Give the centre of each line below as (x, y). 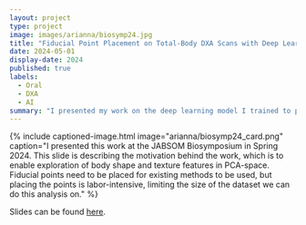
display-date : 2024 (46, 60)
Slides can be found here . (58, 212)
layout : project (40, 18)
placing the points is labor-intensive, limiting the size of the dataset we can (150, 185)
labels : (24, 77)
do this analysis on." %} (54, 194)
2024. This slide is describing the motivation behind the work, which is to (147, 156)
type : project (36, 26)
